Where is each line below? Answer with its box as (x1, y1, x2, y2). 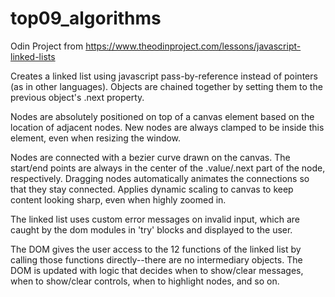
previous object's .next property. (10, 91, 145, 103)
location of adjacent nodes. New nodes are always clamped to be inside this (10, 121, 325, 133)
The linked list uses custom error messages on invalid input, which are (10, 213, 300, 225)
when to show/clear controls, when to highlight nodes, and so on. (10, 275, 280, 287)
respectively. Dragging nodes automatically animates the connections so (10, 172, 310, 184)
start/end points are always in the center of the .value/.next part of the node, (10, 162, 326, 174)
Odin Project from (10, 40, 84, 52)
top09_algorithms (10, 7, 162, 30)
